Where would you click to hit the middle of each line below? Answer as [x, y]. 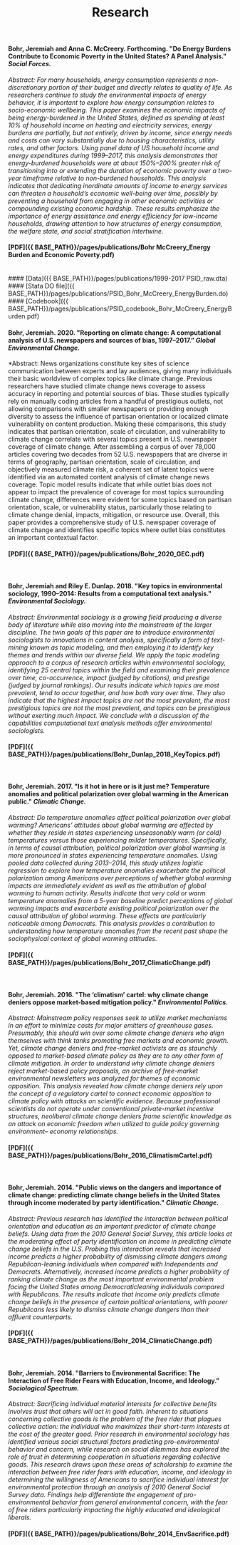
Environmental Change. [44, 348]
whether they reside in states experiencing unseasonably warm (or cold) [115, 833]
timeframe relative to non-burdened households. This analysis [115, 178]
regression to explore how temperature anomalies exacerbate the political [117, 870]
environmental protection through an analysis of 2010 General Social [109, 1487]
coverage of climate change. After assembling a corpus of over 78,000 [112, 447]
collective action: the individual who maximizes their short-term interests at [119, 1427]
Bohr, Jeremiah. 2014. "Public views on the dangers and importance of [115, 1187]
